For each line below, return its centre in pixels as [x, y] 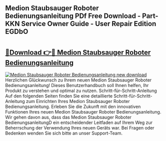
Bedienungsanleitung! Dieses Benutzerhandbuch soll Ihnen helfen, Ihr [77, 85]
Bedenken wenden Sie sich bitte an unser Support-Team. [64, 133]
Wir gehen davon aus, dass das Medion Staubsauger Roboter [68, 117]
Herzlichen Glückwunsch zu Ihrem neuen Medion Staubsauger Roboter [78, 80]
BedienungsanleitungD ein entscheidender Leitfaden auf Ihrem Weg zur [79, 122]
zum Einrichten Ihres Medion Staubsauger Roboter [78, 101]
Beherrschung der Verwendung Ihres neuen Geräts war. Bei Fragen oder [80, 128]
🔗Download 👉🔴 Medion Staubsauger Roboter [78, 52]
